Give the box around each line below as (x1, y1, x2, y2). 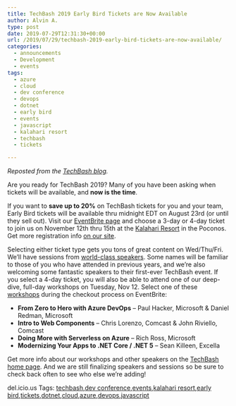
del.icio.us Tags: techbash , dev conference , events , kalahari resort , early (7, 383, 212, 392)
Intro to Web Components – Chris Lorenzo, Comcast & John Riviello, (17, 319, 218, 328)
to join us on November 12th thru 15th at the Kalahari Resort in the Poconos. (7, 224, 227, 233)
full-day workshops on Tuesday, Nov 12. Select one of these (23, 283, 198, 291)
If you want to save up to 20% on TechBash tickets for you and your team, (7, 202, 224, 210)
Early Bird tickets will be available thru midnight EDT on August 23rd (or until (7, 209, 229, 218)
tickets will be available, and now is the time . (7, 188, 138, 197)
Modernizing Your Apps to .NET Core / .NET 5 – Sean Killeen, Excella (17, 341, 221, 350)
